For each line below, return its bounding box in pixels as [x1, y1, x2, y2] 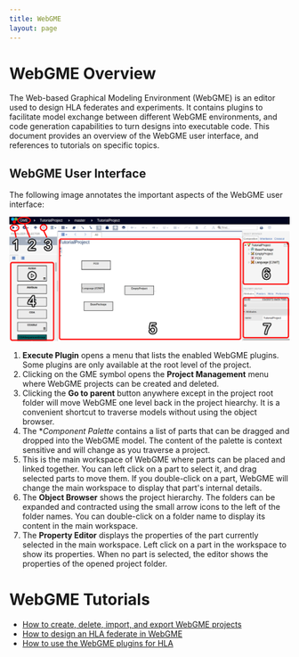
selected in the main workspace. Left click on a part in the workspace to [21, 539, 287, 550]
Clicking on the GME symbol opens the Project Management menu [21, 369, 270, 380]
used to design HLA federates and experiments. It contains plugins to [9, 103, 263, 113]
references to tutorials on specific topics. [9, 140, 160, 151]
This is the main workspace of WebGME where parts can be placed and [21, 455, 286, 465]
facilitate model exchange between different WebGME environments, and [9, 111, 278, 122]
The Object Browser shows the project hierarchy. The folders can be [21, 492, 276, 503]
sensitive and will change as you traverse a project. [21, 445, 211, 456]
